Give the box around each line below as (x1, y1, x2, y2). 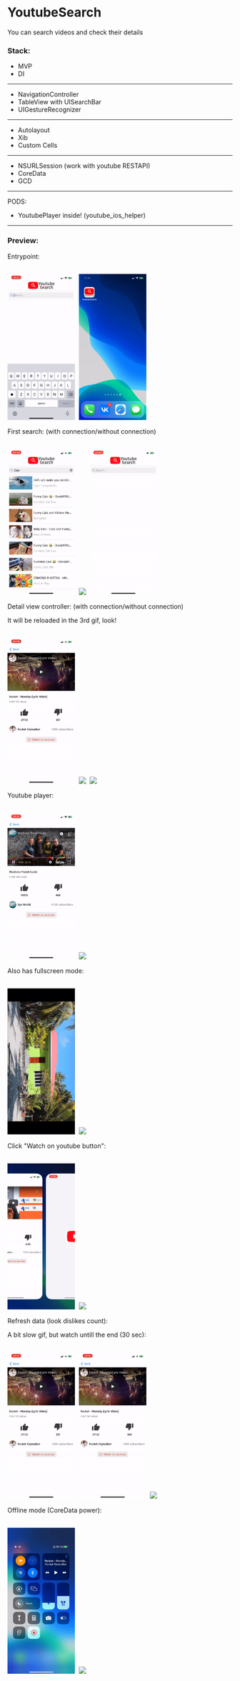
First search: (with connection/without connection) (7, 427, 156, 436)
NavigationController (17, 90, 79, 99)
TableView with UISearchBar (17, 98, 102, 106)
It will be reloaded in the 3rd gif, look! (7, 616, 116, 625)
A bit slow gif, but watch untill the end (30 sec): (7, 1330, 146, 1340)
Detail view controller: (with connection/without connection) (7, 602, 184, 611)
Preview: (7, 236, 39, 246)
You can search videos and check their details (7, 28, 144, 36)
